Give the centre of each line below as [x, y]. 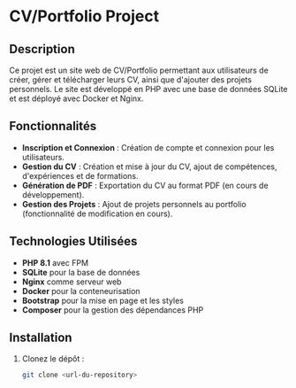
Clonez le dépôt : [53, 359]
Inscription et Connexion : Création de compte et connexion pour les [148, 147]
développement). [53, 194]
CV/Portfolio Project [84, 16]
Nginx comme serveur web [72, 282]
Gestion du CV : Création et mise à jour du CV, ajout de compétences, [149, 167]
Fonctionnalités [53, 126]
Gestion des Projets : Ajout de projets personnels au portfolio [134, 204]
